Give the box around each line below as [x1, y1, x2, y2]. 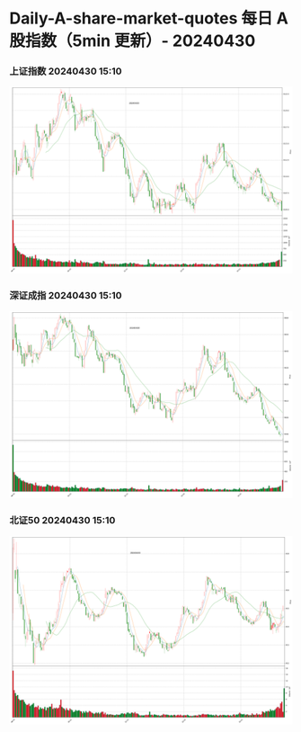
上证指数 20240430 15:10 [9, 65, 123, 77]
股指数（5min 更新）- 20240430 [9, 31, 256, 51]
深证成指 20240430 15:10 [9, 290, 123, 302]
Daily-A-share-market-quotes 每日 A [9, 8, 289, 29]
